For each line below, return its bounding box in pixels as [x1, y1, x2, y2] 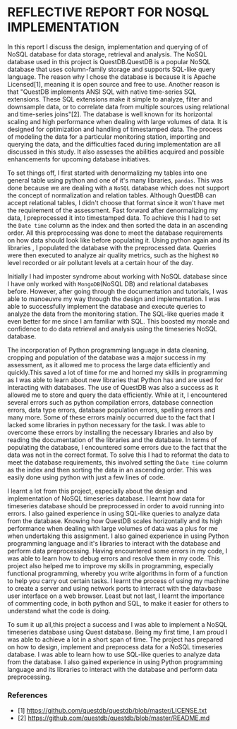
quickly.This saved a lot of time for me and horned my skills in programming [7, 368, 228, 376]
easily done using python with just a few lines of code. [7, 473, 166, 482]
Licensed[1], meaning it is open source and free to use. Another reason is [7, 80, 221, 88]
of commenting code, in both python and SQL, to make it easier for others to [7, 599, 229, 607]
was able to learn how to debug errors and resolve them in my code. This [7, 554, 220, 563]
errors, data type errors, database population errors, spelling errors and [7, 405, 216, 414]
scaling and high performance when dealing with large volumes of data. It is [7, 117, 228, 125]
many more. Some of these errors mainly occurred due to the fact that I [7, 413, 215, 422]
